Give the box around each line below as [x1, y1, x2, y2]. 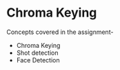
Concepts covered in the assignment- [6, 28, 114, 36]
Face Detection [16, 55, 60, 64]
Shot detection [16, 49, 59, 57]
